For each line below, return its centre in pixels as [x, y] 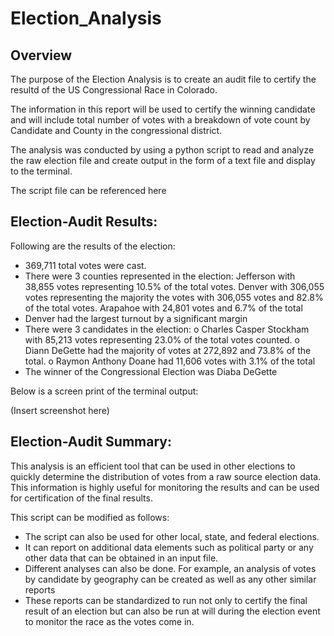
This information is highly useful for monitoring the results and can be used [165, 487]
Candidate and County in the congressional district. [116, 130]
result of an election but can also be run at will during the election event [172, 611]
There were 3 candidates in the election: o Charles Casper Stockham [167, 329]
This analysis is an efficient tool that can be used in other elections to [153, 466]
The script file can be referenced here [88, 190]
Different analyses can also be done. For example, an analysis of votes [170, 568]
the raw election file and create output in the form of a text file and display [163, 160]
